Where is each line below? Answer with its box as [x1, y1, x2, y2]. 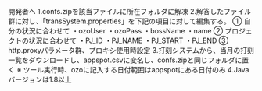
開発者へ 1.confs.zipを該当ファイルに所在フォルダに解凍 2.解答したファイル [8, 7, 252, 16]
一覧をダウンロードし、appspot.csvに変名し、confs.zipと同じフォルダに [8, 55, 242, 65]
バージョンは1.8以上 [8, 75, 72, 84]
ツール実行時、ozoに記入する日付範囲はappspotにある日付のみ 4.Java [23, 65, 249, 74]
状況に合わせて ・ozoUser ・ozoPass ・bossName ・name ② [21, 26, 224, 35]
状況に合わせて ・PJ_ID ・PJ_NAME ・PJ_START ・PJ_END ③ [28, 36, 229, 45]
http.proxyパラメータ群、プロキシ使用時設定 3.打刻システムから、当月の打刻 [8, 46, 254, 54]
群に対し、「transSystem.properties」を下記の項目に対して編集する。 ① [8, 16, 242, 26]
